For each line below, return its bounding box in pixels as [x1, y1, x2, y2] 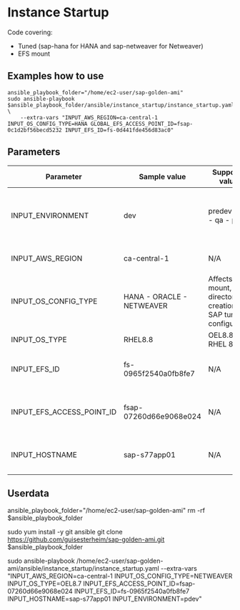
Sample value [139, 171, 186, 181]
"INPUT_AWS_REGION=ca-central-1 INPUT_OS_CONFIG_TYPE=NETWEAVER [7, 572, 233, 581]
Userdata [7, 487, 50, 499]
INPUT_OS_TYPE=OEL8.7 [7, 579, 82, 588]
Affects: [208, 274, 234, 284]
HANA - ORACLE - [124, 291, 188, 301]
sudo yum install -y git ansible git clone [7, 528, 123, 536]
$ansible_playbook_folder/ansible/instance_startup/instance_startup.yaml [7, 101, 235, 109]
